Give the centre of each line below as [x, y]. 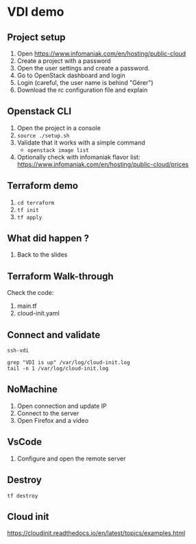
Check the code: [30, 293]
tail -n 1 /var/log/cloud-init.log [58, 369]
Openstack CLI [39, 111]
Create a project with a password [64, 61]
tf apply [29, 217]
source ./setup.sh [43, 135]
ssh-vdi [18, 351]
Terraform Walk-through [61, 276]
